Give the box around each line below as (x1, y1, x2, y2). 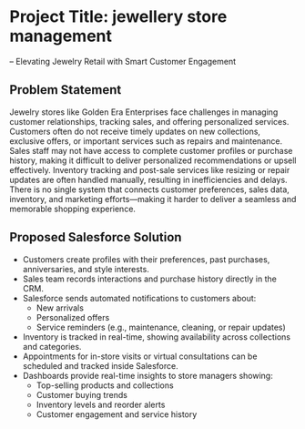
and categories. (22, 341, 82, 352)
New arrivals (36, 302, 85, 313)
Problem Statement (9, 82, 122, 97)
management (9, 26, 112, 46)
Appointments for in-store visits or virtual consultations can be (22, 351, 258, 362)
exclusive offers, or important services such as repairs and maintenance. (9, 135, 283, 147)
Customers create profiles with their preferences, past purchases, (22, 253, 270, 265)
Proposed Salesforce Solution (9, 230, 182, 245)
